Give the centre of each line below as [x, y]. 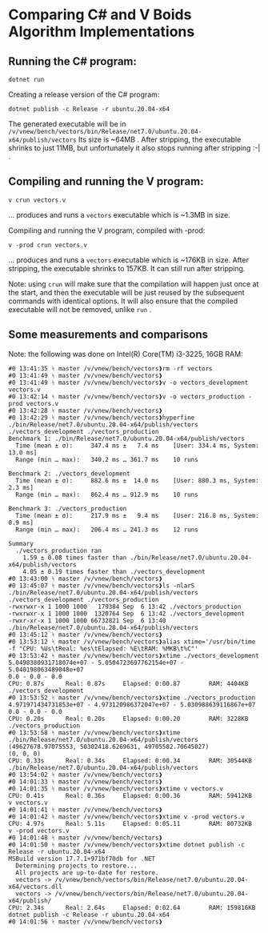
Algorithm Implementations [102, 32]
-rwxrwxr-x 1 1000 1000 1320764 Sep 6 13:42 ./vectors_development [127, 614]
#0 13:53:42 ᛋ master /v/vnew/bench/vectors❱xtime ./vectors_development [134, 655]
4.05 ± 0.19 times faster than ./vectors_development [114, 571]
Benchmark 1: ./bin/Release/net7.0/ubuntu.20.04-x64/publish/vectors [127, 438]
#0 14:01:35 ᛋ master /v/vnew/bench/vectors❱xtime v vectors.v [116, 789]
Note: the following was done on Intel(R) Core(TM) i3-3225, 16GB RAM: [126, 354]
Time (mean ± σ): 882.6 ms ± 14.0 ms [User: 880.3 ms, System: [138, 481]
